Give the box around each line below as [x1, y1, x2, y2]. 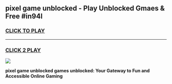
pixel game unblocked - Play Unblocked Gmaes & [5, 4, 165, 13]
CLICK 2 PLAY [5, 46, 41, 53]
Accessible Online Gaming [5, 73, 63, 79]
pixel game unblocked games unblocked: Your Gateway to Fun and [5, 67, 150, 73]
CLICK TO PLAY [5, 27, 45, 35]
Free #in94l [5, 12, 42, 21]
